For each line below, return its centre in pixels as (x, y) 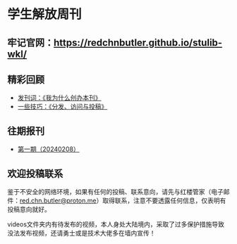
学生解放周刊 (45, 14)
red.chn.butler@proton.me (58, 200)
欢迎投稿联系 (35, 173)
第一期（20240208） (48, 149)
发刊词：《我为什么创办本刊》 (59, 98)
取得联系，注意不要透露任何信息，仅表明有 (164, 200)
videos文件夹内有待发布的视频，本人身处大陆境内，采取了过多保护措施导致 (116, 224)
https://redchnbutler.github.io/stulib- (138, 43)
